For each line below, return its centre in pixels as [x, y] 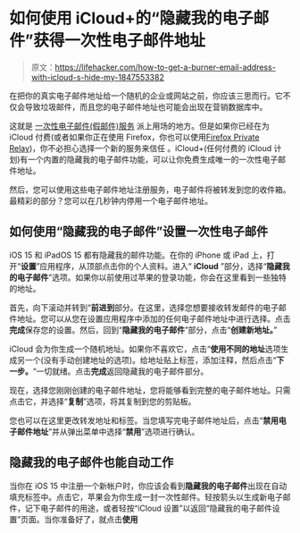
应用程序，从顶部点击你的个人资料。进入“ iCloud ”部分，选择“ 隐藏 [161, 266]
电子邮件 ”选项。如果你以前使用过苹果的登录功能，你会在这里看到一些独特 [152, 277]
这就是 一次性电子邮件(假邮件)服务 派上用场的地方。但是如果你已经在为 [140, 125]
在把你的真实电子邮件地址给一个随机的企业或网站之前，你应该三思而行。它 [146, 96]
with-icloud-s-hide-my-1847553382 [98, 77]
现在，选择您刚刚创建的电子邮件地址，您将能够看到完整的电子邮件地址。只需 [150, 390]
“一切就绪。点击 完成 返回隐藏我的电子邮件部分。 [121, 371]
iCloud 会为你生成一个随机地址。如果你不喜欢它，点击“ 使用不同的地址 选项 [145, 349]
